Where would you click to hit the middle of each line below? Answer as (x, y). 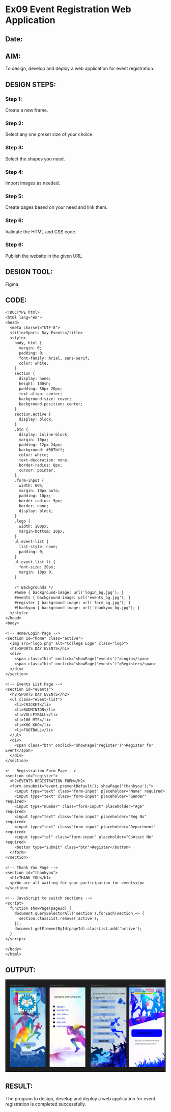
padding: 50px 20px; (40, 389)
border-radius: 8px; (40, 465)
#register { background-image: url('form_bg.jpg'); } (73, 603)
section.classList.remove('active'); (59, 919)
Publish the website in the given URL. (44, 256)
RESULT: (19, 1086)
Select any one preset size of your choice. (50, 134)
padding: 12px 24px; (40, 445)
